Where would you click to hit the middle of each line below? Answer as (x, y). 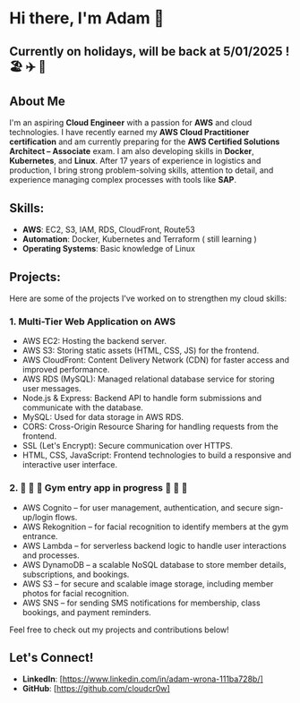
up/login (38, 517)
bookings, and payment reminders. (87, 612)
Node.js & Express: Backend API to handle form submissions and (142, 399)
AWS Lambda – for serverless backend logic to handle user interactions (154, 545)
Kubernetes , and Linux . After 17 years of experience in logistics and (135, 161)
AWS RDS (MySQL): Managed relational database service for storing (148, 379)
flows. (66, 517)
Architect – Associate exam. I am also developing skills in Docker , (132, 151)
